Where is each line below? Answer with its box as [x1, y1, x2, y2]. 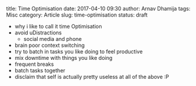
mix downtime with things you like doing [14, 55, 113, 61]
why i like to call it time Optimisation [14, 23, 102, 30]
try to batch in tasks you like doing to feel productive [14, 48, 143, 55]
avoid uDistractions [14, 29, 62, 36]
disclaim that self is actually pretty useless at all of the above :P [14, 74, 169, 80]
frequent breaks [14, 60, 54, 68]
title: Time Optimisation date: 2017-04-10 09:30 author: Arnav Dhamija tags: [6, 5, 191, 12]
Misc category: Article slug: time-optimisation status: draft [6, 11, 148, 18]
